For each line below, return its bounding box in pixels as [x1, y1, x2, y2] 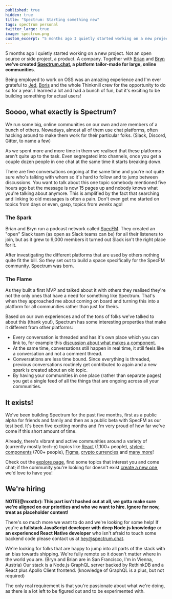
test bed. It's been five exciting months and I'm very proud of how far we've [5, 423, 165, 429]
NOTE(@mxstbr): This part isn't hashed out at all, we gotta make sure [5, 498, 156, 504]
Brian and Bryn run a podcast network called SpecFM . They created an [5, 225, 155, 231]
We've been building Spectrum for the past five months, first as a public [5, 412, 157, 418]
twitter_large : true [5, 27, 50, 32]
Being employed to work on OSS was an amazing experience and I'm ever [5, 76, 161, 83]
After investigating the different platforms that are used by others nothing [5, 252, 160, 258]
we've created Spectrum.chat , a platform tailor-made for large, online [5, 61, 157, 67]
